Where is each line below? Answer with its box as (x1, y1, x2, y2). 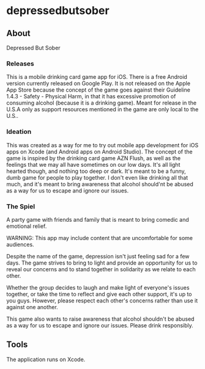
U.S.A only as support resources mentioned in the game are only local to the (6, 106, 199, 113)
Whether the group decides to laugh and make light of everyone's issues (6, 283, 190, 291)
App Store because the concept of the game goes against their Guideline (6, 86, 191, 93)
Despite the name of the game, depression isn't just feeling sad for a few (6, 252, 190, 260)
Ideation (6, 128, 32, 136)
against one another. (6, 303, 58, 310)
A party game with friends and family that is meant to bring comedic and (6, 216, 189, 223)
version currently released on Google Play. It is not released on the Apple (6, 80, 191, 87)
